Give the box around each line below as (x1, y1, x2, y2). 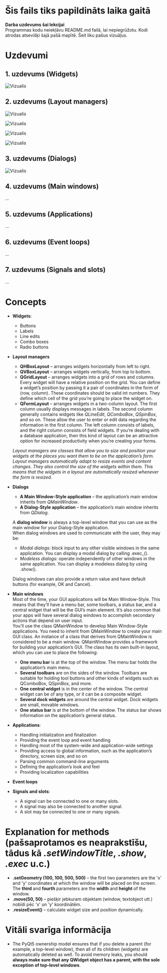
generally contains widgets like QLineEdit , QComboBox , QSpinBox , (19, 411, 157, 417)
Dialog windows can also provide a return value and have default (12, 576, 146, 582)
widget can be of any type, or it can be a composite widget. (19, 691, 143, 697)
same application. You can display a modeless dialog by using (19, 561, 148, 567)
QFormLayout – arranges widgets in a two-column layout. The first (19, 401, 158, 407)
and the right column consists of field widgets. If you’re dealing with (19, 427, 160, 433)
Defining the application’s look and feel (19, 764, 100, 770)
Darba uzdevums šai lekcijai (5, 22, 65, 28)
